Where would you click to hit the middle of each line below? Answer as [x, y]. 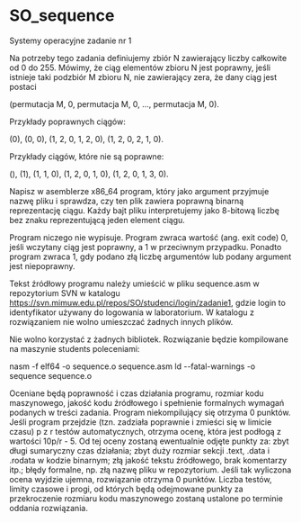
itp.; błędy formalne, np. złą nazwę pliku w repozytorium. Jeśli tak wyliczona [150, 470]
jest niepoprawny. [42, 265]
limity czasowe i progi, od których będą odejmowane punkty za [127, 489]
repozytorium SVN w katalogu [65, 292]
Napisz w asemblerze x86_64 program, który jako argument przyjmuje [139, 191]
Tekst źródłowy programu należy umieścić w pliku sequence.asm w [134, 283]
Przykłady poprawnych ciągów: [67, 121]
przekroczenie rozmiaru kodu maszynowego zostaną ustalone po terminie [146, 498]
